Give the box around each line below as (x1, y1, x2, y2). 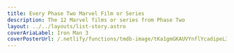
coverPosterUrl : (7, 36, 54, 43)
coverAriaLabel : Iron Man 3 (7, 29, 89, 36)
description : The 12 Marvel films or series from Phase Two (7, 17, 186, 23)
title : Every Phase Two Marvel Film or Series (7, 10, 145, 17)
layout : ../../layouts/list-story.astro (7, 23, 127, 30)
